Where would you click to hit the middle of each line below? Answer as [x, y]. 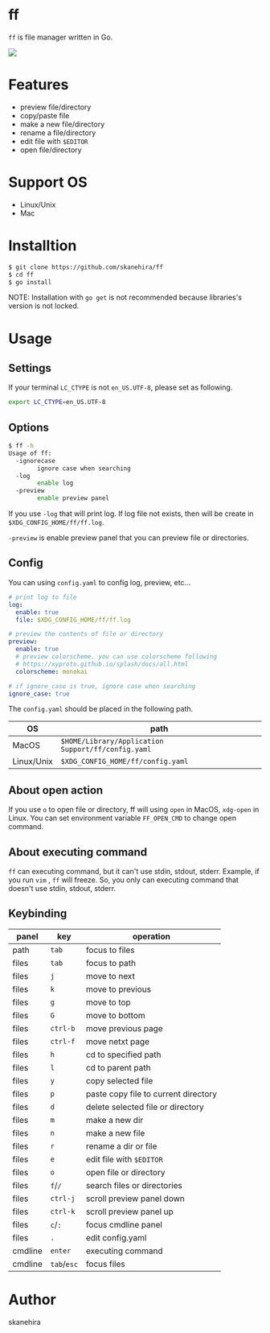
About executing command [78, 852]
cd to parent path [118, 1067]
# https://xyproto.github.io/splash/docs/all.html [102, 664]
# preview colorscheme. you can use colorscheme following [117, 657]
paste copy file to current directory [151, 1094]
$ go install [30, 282]
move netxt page [118, 1042]
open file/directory [51, 150]
